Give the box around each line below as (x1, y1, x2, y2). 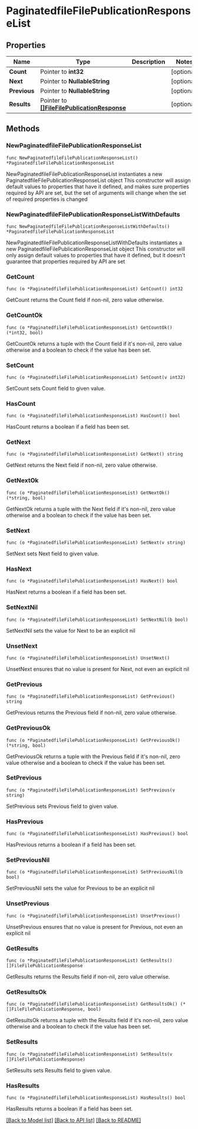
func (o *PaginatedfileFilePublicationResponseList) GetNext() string (6, 451, 183, 457)
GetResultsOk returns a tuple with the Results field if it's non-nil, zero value (6, 1017, 189, 1024)
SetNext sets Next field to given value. (6, 550, 99, 557)
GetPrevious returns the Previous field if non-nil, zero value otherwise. (6, 709, 177, 716)
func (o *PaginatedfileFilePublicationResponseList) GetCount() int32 (6, 286, 183, 292)
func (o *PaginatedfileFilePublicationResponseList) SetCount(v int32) (6, 374, 186, 380)
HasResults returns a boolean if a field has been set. (6, 1105, 133, 1112)
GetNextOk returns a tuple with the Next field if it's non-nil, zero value (6, 505, 176, 512)
